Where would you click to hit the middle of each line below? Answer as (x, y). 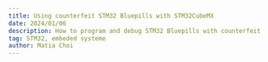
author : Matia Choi (41, 46)
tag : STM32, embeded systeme (57, 38)
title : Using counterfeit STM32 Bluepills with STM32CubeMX (111, 16)
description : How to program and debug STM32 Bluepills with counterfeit (135, 31)
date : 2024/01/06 (37, 23)
